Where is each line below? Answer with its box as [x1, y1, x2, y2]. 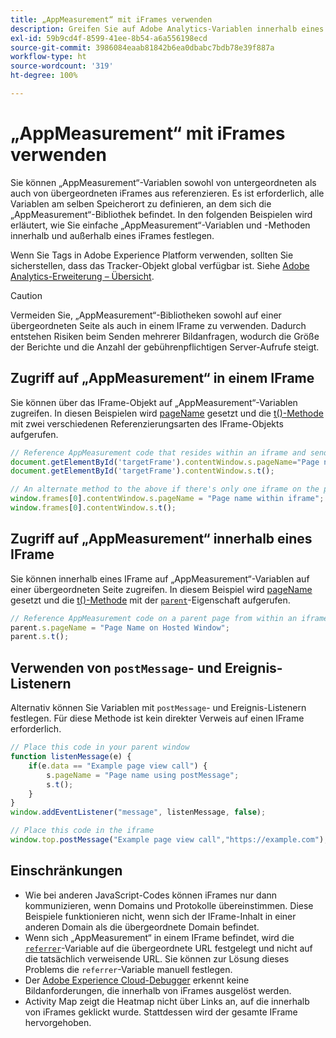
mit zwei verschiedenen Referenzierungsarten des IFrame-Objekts [10, 417, 284, 430]
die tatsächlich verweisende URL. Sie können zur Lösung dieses [24, 952, 290, 965]
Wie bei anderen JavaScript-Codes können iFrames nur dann [24, 889, 278, 901]
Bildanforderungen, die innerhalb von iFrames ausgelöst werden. [24, 984, 292, 996]
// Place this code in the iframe [10, 826, 155, 836]
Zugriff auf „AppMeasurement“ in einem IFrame [10, 370, 315, 387]
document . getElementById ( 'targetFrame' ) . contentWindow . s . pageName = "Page [10, 457, 320, 467]
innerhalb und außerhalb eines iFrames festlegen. [10, 229, 215, 241]
